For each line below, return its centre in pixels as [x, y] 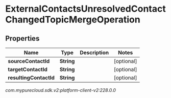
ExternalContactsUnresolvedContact [86, 9]
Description [94, 53]
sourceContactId [29, 61]
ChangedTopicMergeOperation [73, 20]
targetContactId [28, 69]
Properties [22, 38]
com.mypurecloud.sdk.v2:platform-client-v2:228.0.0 [61, 90]
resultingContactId [31, 78]
